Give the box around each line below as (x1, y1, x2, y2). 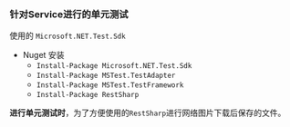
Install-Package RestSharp (36, 91, 140, 100)
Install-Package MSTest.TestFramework (36, 81, 184, 90)
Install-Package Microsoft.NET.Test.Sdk (36, 62, 192, 71)
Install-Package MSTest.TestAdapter (36, 71, 176, 81)
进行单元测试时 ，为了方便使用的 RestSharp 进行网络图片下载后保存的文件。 (9, 107, 286, 119)
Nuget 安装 (22, 50, 65, 61)
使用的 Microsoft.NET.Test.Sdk (9, 30, 126, 42)
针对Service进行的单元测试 (9, 7, 129, 20)
